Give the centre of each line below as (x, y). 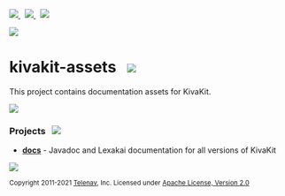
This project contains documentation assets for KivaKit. (110, 91)
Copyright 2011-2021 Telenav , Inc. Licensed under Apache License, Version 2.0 (129, 183)
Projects (27, 131)
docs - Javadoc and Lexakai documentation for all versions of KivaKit (149, 150)
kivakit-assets (63, 68)
